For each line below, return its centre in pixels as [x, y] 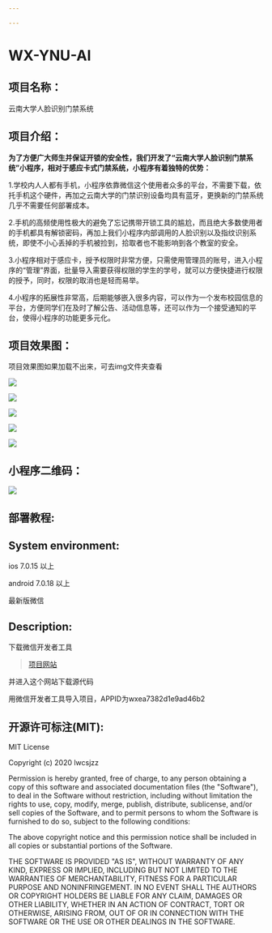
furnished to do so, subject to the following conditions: [99, 822]
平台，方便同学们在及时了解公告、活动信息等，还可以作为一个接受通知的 [129, 307]
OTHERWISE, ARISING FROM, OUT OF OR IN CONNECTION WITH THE [126, 914]
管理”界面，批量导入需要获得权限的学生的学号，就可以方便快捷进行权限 [144, 270]
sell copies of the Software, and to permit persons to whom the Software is [134, 813]
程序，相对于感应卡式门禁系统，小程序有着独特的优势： [119, 168]
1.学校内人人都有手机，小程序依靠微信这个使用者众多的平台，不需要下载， [132, 185]
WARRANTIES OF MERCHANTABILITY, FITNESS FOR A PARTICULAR [123, 879]
